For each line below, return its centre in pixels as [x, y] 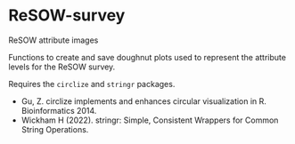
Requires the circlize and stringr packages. [92, 84]
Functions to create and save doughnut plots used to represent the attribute [147, 57]
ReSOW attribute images [53, 40]
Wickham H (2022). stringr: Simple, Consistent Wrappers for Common [150, 120]
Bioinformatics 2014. [59, 110]
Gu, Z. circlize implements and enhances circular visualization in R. [143, 101]
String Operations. [55, 129]
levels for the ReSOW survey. [62, 67]
